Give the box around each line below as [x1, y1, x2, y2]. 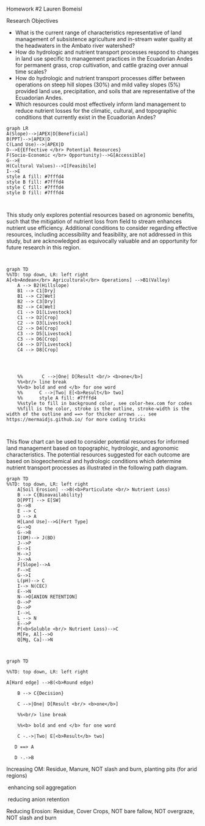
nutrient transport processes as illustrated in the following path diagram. [6, 464, 188, 471]
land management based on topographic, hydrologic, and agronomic [6, 444, 179, 452]
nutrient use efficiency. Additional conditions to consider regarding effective [6, 224, 198, 232]
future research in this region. [6, 244, 81, 251]
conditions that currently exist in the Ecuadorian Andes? [15, 113, 156, 121]
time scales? [15, 68, 47, 75]
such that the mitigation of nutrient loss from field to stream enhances [6, 218, 182, 225]
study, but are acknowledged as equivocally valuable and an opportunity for [6, 237, 198, 244]
